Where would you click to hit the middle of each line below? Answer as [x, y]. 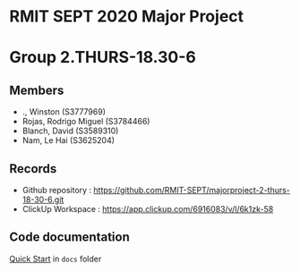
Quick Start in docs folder [56, 259]
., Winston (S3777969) [64, 112]
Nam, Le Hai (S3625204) [68, 140]
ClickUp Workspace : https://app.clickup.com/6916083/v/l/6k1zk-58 [148, 209]
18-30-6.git [43, 200]
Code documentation [69, 238]
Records [33, 169]
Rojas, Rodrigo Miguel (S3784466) [86, 122]
